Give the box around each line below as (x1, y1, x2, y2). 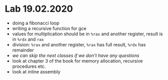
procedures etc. (12, 63, 46, 69)
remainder (12, 47, 34, 53)
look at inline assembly (12, 68, 61, 74)
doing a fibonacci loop (12, 20, 60, 26)
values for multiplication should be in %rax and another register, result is (12, 31, 163, 37)
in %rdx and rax (12, 36, 44, 42)
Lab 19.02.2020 (5, 3, 74, 15)
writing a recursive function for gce (12, 25, 87, 31)
